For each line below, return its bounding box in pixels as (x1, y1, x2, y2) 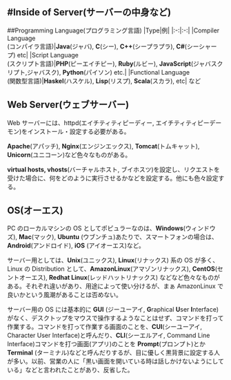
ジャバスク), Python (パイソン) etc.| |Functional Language (27, 68, 190, 76)
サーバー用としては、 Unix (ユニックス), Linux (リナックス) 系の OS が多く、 (7, 256, 219, 265)
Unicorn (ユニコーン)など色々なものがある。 (7, 151, 132, 159)
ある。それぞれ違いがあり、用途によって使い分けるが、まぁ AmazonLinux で (7, 282, 224, 290)
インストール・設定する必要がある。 (27, 127, 130, 135)
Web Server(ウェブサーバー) (7, 99, 130, 111)
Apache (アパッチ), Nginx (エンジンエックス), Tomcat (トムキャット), (7, 142, 200, 150)
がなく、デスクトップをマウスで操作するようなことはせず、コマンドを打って (7, 314, 224, 323)
